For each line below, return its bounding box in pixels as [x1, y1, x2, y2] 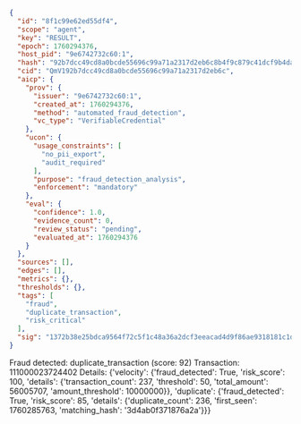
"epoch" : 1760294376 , [17, 41, 99, 51]
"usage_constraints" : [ [32, 141, 123, 150]
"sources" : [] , [17, 258, 74, 267]
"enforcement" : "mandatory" [32, 183, 139, 192]
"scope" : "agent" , [17, 25, 87, 34]
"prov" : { [25, 83, 63, 92]
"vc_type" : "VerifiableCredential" [32, 116, 167, 125]
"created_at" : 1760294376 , [32, 99, 134, 109]
